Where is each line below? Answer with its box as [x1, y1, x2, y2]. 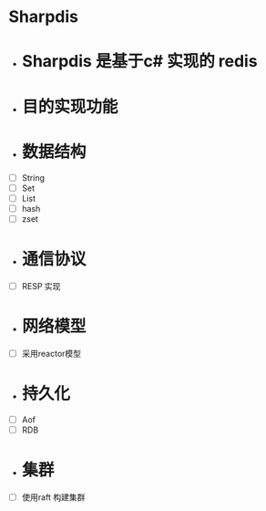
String [21, 172, 45, 183]
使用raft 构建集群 [21, 491, 86, 503]
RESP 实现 [21, 280, 61, 291]
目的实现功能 [21, 96, 118, 117]
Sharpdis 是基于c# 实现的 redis [21, 51, 258, 72]
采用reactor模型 [21, 348, 82, 359]
